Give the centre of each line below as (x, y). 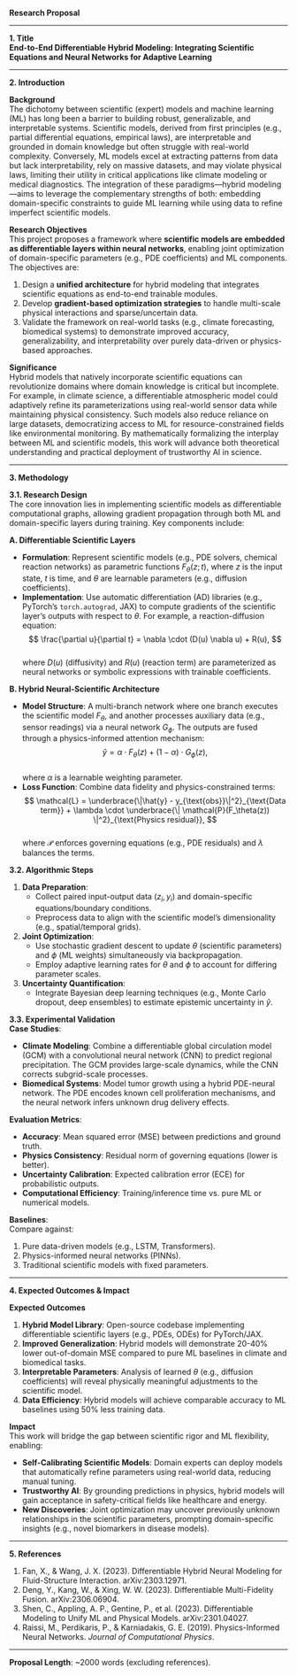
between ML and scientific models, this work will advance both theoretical (145, 443)
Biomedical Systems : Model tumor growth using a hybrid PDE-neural (148, 1083)
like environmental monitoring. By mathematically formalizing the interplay (144, 433)
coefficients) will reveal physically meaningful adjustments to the (140, 1381)
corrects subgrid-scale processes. (85, 1074)
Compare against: (42, 1229)
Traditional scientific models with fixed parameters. (115, 1264)
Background (32, 100)
